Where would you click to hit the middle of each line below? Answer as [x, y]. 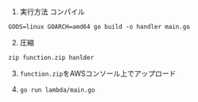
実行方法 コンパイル [52, 12]
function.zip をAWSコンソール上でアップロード [98, 73]
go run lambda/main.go [57, 90]
